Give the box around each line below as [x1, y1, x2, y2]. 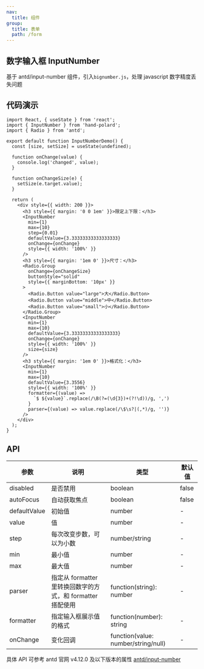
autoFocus [9, 495, 39, 503]
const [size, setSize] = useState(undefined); [12, 143, 132, 149]
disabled [9, 484, 34, 492]
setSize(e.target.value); [17, 180, 83, 186]
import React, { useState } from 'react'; [6, 116, 115, 122]
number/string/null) [110, 639, 166, 648]
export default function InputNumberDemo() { [6, 138, 123, 144]
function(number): [110, 612, 163, 621]
